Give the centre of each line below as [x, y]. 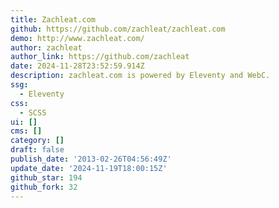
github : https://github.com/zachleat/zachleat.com [118, 29]
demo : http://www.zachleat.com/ [77, 38]
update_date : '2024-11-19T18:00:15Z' [89, 168]
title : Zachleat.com [53, 19]
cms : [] [26, 131]
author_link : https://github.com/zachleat [100, 57]
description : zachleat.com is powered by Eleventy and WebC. [140, 76]
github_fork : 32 [44, 187]
